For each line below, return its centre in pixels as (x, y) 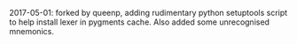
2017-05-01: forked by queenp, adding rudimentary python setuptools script (148, 13)
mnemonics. (32, 31)
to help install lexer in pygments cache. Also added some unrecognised (140, 22)
